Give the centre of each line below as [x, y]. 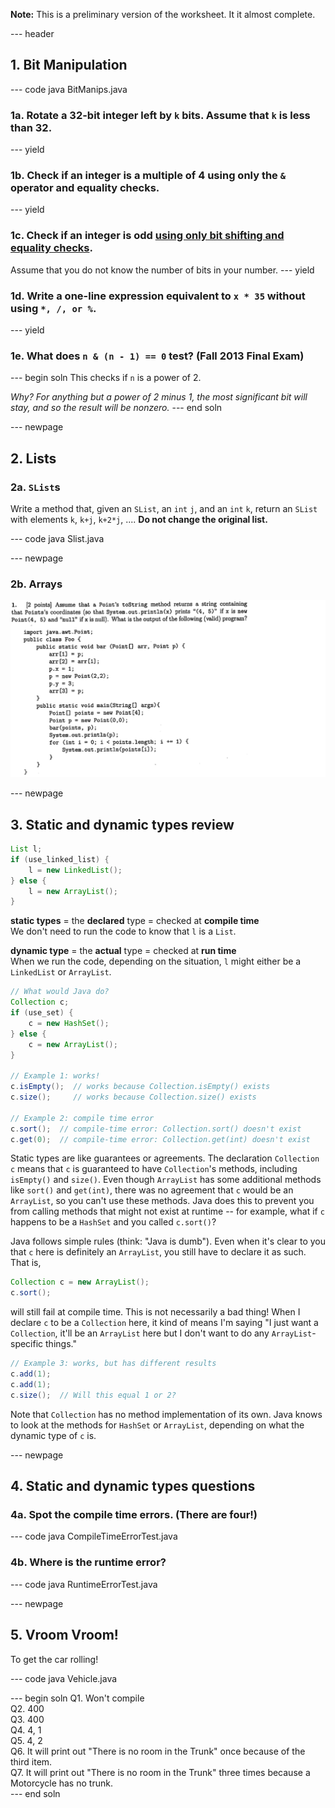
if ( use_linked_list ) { [60, 859]
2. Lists [33, 458]
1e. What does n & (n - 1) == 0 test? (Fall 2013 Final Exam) [157, 356]
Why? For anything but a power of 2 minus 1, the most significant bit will [159, 397]
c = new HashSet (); [69, 1023]
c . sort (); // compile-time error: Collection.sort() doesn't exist [156, 1129]
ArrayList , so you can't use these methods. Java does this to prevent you [162, 1201]
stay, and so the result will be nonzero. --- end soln [116, 408]
